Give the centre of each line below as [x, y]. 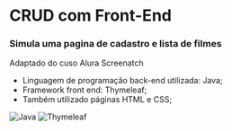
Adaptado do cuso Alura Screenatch [76, 63]
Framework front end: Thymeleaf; [85, 90]
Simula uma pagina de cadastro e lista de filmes [116, 44]
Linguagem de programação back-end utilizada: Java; [122, 81]
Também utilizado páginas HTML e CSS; [97, 100]
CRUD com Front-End [91, 16]
